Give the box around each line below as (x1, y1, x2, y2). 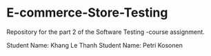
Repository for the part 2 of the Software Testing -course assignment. (6, 28, 205, 36)
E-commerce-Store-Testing (6, 5, 168, 21)
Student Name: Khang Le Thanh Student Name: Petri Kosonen (6, 41, 183, 49)
